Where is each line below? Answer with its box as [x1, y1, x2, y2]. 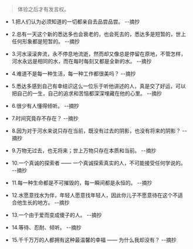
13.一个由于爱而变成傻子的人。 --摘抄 [11, 212, 102, 219]
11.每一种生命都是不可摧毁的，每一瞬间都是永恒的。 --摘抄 [11, 179, 153, 186]
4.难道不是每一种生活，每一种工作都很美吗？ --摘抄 [11, 70, 136, 77]
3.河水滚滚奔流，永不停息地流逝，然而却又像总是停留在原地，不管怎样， [11, 50, 187, 57]
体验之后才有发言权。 [17, 6, 69, 12]
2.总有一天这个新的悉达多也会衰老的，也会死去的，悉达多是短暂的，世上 [11, 30, 187, 37]
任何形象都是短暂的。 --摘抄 [11, 38, 80, 45]
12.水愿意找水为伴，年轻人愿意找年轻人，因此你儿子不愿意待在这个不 [11, 192, 178, 199]
